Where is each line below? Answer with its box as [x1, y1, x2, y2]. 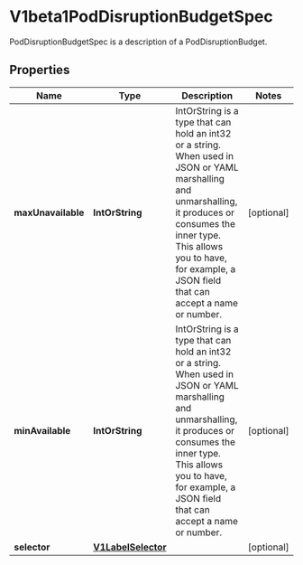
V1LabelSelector [93, 541, 167, 553]
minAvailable [14, 424, 71, 437]
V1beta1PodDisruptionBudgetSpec [9, 6, 273, 27]
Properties [9, 62, 70, 78]
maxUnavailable [14, 206, 85, 219]
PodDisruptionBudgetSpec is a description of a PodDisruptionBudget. [9, 36, 268, 47]
